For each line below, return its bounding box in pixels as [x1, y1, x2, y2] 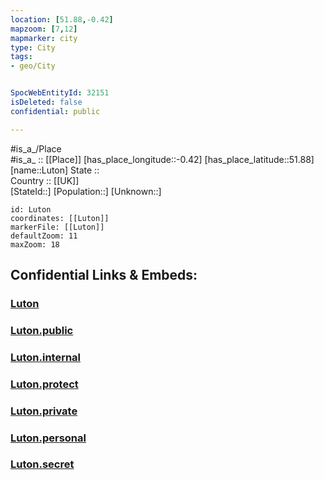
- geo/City [10, 61, 56, 71]
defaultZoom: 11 [10, 231, 78, 241]
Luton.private [10, 404, 78, 418]
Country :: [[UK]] [10, 174, 80, 186]
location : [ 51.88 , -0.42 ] [10, 14, 114, 25]
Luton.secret [10, 457, 75, 471]
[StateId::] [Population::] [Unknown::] [10, 185, 162, 197]
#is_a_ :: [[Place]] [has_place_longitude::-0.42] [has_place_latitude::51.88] [10, 153, 315, 165]
